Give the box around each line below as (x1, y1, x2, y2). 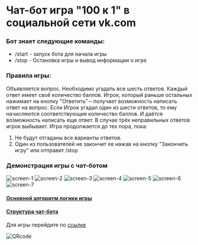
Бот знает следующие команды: (6, 37, 105, 45)
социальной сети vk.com (6, 16, 137, 30)
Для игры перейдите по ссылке (6, 221, 86, 228)
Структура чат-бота (6, 208, 59, 215)
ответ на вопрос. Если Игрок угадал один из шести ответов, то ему (6, 104, 177, 111)
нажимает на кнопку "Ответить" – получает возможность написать (6, 97, 177, 104)
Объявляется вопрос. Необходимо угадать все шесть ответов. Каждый (6, 85, 188, 92)
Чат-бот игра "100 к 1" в (6, 4, 130, 17)
